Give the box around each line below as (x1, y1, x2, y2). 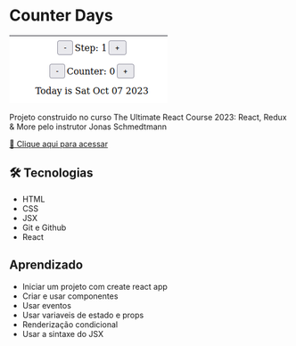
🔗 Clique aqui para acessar (9, 138, 109, 149)
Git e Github (21, 222, 67, 233)
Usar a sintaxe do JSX (21, 328, 104, 339)
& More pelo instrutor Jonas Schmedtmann (9, 121, 168, 132)
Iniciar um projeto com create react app (21, 281, 168, 292)
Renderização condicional (21, 318, 119, 330)
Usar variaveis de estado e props (21, 309, 144, 320)
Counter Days (9, 5, 113, 26)
